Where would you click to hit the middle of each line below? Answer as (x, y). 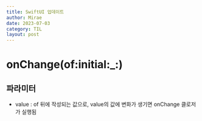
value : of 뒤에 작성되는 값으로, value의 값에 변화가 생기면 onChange (97, 105)
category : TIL (24, 29)
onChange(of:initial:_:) (64, 65)
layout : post (23, 35)
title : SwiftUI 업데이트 (35, 12)
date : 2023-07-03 (28, 23)
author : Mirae (24, 18)
